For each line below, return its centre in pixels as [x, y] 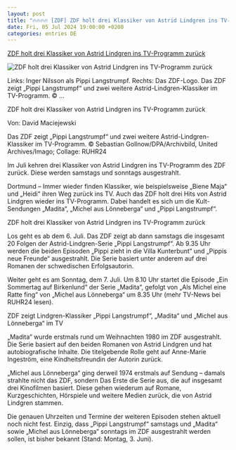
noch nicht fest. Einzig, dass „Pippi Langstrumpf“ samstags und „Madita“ [112, 424]
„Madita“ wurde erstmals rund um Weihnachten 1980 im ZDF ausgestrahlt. [114, 337]
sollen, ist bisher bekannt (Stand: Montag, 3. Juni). [80, 439]
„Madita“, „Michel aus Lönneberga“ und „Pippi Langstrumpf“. [130, 209]
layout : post [26, 14]
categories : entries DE [42, 33]
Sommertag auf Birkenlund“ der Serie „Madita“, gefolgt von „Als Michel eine [117, 287]
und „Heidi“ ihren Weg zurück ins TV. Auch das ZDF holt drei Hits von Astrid [117, 194]
